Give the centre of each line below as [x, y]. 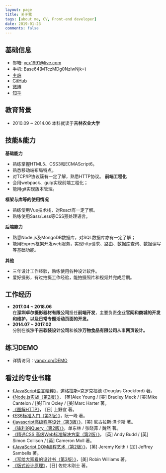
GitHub [20, 81]
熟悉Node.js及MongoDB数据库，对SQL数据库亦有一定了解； [74, 237]
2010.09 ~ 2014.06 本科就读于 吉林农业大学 [56, 123]
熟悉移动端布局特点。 [34, 170]
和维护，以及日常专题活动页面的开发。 [51, 319]
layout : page [19, 10]
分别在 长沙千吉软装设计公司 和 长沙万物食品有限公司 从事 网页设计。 [80, 330]
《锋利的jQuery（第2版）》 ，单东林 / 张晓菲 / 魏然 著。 [67, 428]
